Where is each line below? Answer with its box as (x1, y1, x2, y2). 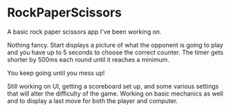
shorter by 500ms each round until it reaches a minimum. (7, 55, 170, 63)
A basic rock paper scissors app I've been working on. (7, 27, 162, 36)
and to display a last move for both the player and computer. (7, 96, 178, 104)
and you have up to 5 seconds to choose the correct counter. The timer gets (7, 48, 224, 56)
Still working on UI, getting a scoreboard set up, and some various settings (7, 82, 219, 90)
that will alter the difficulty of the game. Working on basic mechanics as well (7, 89, 224, 98)
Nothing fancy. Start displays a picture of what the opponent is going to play (7, 41, 224, 49)
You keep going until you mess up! (7, 69, 105, 77)
